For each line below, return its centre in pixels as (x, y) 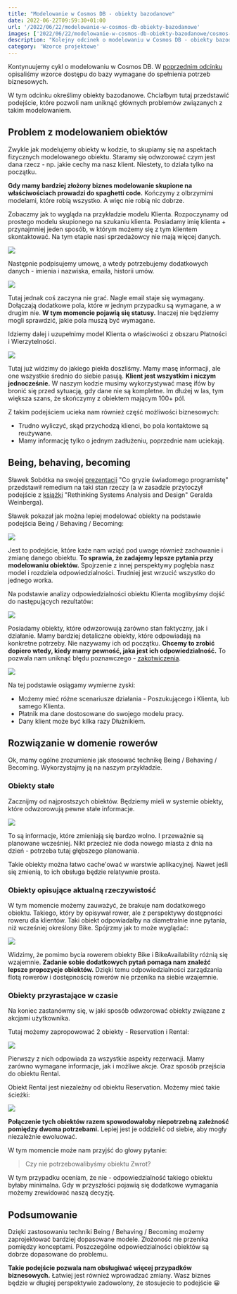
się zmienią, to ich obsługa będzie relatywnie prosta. (84, 872)
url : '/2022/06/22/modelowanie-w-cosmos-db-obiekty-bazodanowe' (104, 27)
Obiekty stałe (31, 786)
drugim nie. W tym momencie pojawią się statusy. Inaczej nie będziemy (113, 313)
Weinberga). (26, 502)
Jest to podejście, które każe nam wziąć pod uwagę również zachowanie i (116, 550)
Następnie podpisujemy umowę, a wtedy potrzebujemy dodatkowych (108, 263)
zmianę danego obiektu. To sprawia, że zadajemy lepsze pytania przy (111, 557)
